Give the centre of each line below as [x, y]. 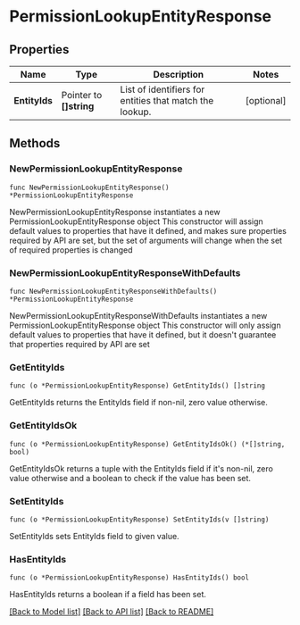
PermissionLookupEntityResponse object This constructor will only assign [145, 325]
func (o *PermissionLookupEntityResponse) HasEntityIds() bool [129, 578]
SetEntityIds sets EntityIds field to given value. [95, 536]
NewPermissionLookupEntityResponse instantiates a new [115, 212]
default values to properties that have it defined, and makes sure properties [148, 230]
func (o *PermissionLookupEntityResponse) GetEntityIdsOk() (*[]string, [147, 444]
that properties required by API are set [79, 344]
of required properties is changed [71, 250]
